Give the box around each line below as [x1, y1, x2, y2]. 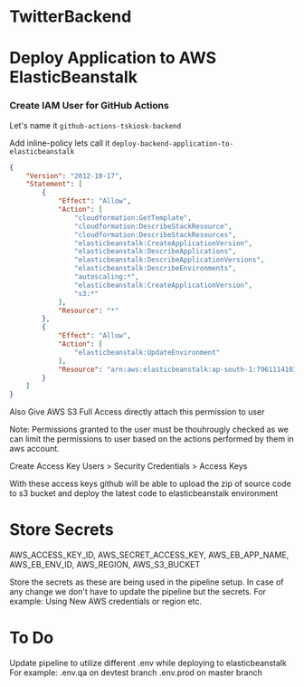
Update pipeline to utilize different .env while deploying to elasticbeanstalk [9, 658, 287, 669]
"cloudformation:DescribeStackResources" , [73, 230, 237, 239]
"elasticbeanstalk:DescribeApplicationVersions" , [73, 255, 265, 264]
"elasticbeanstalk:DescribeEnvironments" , [73, 264, 237, 273]
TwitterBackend [9, 6, 132, 27]
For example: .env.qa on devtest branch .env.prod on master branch [9, 667, 263, 678]
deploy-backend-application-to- [111, 138, 234, 148]
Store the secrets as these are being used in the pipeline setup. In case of [9, 577, 284, 587]
